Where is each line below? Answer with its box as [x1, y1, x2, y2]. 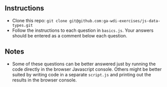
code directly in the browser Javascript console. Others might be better [12, 66, 162, 72]
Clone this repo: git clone [12, 17, 68, 23]
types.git [12, 23, 34, 28]
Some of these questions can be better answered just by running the [12, 61, 156, 67]
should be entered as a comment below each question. [12, 32, 127, 38]
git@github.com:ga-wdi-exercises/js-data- [69, 18, 160, 23]
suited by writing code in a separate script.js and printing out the [12, 71, 151, 77]
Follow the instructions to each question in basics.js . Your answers [12, 27, 154, 33]
